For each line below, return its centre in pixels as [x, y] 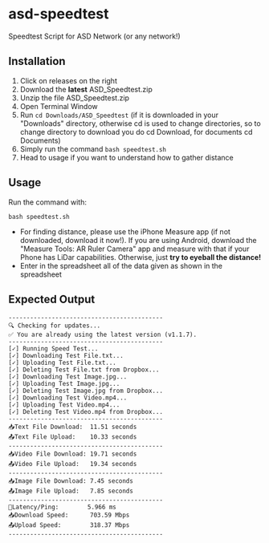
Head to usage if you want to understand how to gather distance [127, 157]
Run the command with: [47, 202]
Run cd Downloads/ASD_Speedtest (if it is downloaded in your [119, 115]
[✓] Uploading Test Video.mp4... [64, 405]
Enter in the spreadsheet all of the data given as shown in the [121, 265]
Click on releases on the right [69, 80]
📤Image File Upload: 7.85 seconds [71, 491]
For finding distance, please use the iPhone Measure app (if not [125, 231]
